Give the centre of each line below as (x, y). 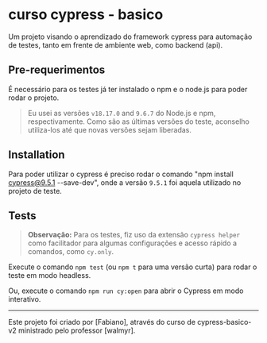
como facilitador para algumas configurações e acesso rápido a (132, 243)
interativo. (25, 299)
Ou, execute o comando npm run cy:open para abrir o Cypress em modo (126, 291)
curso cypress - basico (86, 15)
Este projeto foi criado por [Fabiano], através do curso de (102, 322)
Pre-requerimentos (57, 70)
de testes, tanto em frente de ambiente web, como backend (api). (116, 44)
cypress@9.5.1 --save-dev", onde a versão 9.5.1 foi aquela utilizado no (125, 182)
